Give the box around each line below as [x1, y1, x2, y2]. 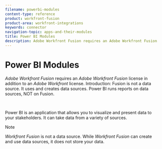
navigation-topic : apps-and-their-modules [5, 30, 92, 34]
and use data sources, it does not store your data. [5, 138, 105, 144]
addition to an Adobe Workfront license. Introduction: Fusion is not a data [5, 80, 151, 86]
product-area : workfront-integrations [5, 20, 83, 26]
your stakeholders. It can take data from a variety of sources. [5, 115, 127, 120]
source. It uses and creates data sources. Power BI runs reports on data [5, 86, 149, 91]
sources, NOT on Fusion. [5, 90, 55, 97]
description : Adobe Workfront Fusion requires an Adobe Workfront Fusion [5, 39, 158, 44]
